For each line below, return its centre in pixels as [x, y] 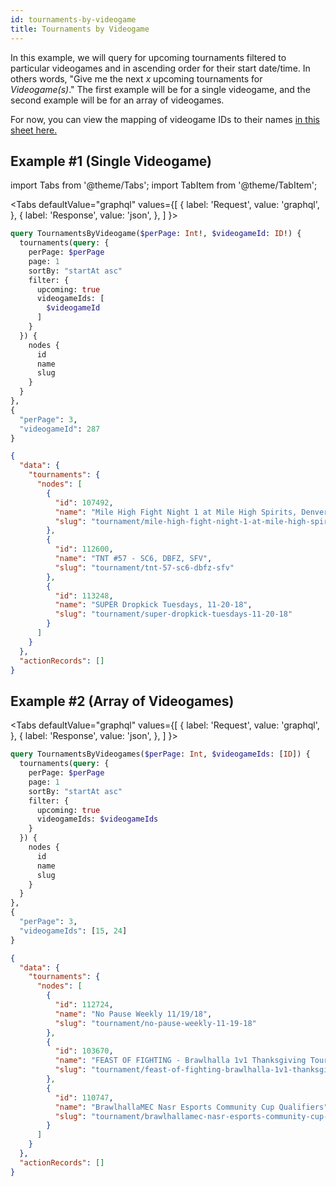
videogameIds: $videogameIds [97, 819]
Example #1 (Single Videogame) [111, 161]
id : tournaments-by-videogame [73, 19]
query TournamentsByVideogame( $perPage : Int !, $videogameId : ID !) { [156, 234]
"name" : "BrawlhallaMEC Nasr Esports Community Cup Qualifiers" [191, 1107]
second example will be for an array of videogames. [117, 100]
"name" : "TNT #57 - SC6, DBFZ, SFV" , [133, 559]
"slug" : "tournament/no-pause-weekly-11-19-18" [155, 1023]
